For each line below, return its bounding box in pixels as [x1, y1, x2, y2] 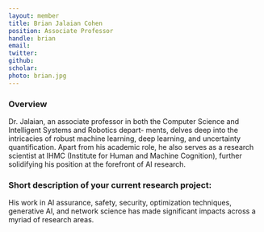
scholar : [8, 64, 38, 72]
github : [8, 57, 35, 65]
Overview [8, 98, 48, 110]
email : [8, 42, 31, 50]
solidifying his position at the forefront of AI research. [8, 159, 186, 169]
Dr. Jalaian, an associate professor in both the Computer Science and [8, 116, 240, 126]
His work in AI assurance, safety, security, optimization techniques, [8, 198, 232, 208]
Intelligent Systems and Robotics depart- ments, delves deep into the [8, 125, 239, 135]
